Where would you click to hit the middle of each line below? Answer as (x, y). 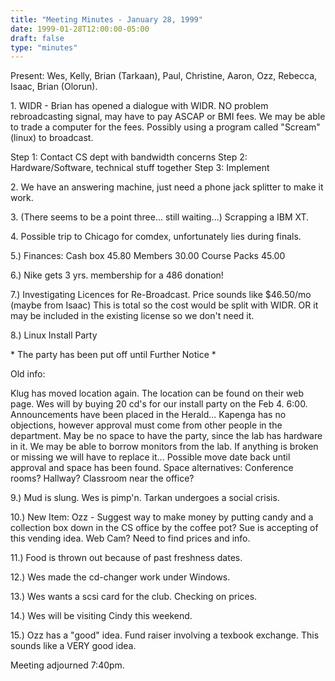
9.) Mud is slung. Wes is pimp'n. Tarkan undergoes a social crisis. (145, 498)
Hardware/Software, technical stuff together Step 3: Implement (140, 168)
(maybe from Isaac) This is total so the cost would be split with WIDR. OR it (164, 305)
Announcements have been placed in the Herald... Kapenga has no (148, 415)
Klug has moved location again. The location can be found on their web (157, 393)
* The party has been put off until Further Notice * (113, 355)
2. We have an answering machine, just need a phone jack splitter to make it (167, 187)
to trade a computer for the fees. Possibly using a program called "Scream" (165, 127)
